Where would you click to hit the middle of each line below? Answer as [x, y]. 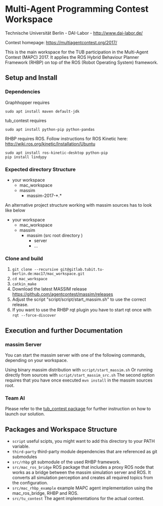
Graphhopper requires [27, 102]
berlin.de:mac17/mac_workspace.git [48, 274]
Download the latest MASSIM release [49, 289]
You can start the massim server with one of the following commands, [75, 355]
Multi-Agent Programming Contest [77, 9]
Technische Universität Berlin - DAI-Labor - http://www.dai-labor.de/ [74, 33]
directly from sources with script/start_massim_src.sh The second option [80, 375]
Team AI [15, 398]
